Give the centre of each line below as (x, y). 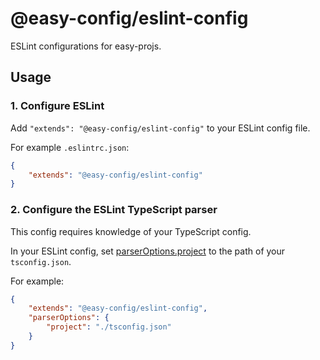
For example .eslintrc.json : (70, 147)
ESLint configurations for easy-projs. (86, 46)
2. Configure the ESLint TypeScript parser (114, 210)
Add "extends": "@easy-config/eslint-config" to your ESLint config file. (160, 128)
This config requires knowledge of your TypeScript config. (131, 231)
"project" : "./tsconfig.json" (109, 327)
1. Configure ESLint (57, 106)
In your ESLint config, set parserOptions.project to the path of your (148, 251)
